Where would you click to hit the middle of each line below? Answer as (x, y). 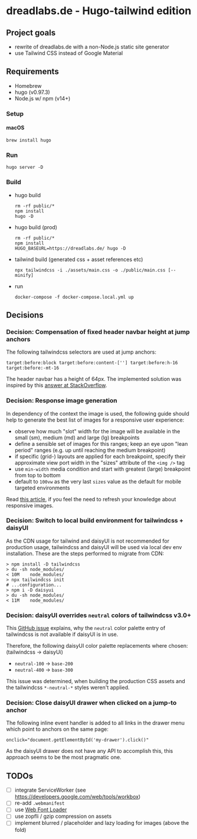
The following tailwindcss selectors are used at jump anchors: (81, 352)
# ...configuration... (34, 585)
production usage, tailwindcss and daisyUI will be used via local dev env (94, 547)
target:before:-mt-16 (33, 368)
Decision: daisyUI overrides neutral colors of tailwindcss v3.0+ (99, 615)
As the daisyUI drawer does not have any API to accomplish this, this (90, 751)
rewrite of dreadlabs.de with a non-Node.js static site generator (92, 47)
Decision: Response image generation (62, 401)
